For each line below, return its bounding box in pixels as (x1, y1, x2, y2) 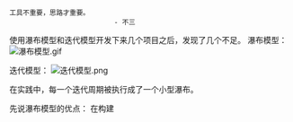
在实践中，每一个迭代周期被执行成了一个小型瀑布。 (9, 84, 199, 94)
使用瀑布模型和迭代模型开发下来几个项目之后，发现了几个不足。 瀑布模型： (9, 35, 288, 45)
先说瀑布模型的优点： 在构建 (9, 103, 114, 114)
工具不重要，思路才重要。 (9, 8, 90, 17)
